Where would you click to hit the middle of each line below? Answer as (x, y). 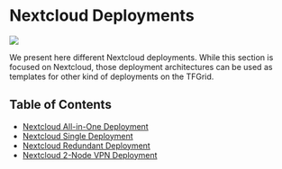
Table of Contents (61, 105)
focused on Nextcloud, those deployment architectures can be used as (141, 67)
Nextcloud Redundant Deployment (86, 146)
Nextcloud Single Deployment (77, 136)
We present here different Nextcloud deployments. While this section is (141, 57)
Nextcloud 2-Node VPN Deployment (90, 155)
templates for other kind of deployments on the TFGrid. (112, 76)
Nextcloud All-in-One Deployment (85, 126)
